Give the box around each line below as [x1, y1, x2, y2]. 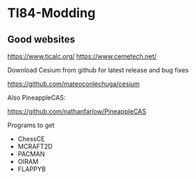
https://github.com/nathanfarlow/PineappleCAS [7, 107, 147, 115]
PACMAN [17, 150, 45, 158]
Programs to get [7, 121, 55, 129]
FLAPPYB [17, 165, 46, 173]
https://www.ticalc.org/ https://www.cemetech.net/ [7, 52, 157, 60]
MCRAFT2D [17, 142, 53, 151]
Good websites [7, 33, 76, 45]
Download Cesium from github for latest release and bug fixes [7, 66, 190, 74]
